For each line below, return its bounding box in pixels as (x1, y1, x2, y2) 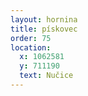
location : (10, 42, 52, 53)
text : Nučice (19, 71, 74, 81)
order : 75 (10, 33, 52, 43)
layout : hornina (10, 14, 78, 25)
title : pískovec (10, 24, 78, 34)
